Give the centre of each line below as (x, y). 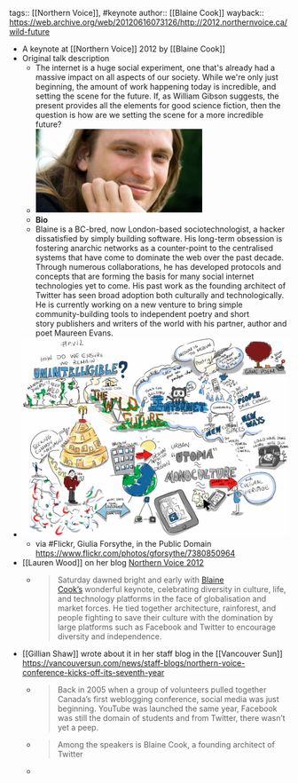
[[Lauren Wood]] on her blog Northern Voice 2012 (113, 563)
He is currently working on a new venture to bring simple (139, 304)
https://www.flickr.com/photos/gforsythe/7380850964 (135, 553)
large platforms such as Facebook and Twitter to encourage (167, 627)
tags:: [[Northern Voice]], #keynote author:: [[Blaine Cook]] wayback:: (137, 13)
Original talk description (66, 58)
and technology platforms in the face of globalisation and (162, 599)
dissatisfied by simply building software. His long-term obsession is (159, 238)
